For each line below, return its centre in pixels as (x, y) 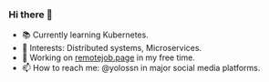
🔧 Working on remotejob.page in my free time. (108, 57)
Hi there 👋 (31, 15)
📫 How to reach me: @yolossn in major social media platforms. (141, 68)
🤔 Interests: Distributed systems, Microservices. (112, 48)
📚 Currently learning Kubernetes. (85, 35)
